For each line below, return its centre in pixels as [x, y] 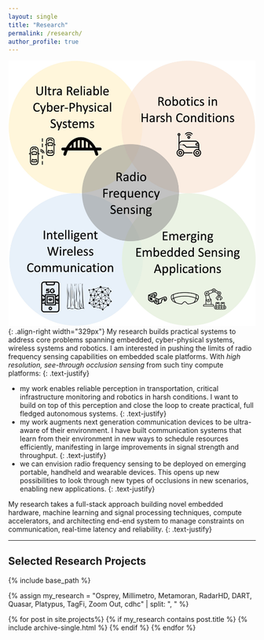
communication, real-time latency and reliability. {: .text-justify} [110, 529]
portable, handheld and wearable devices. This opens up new [119, 472]
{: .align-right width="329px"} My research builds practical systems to [122, 331]
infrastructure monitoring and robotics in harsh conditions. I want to [129, 397]
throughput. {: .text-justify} [63, 455]
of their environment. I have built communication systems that [142, 430]
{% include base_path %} [49, 580]
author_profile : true [44, 42]
